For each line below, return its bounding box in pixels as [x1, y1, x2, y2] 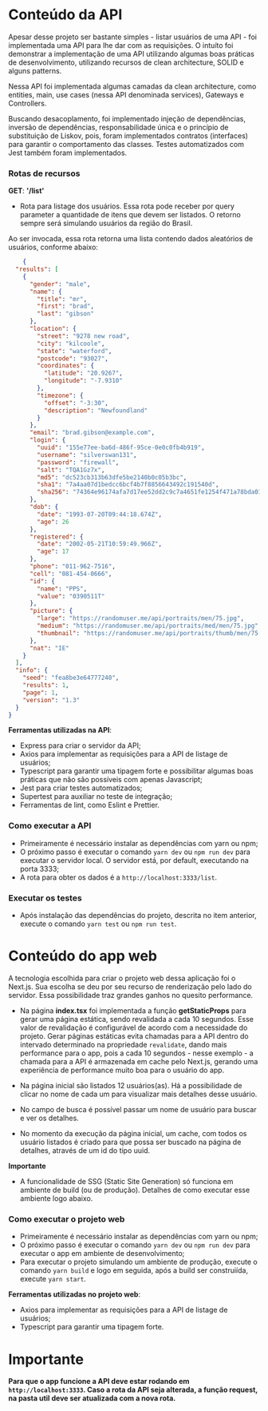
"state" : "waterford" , [37, 347, 112, 355]
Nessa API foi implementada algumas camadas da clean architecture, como [8, 81, 257, 91]
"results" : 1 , [22, 682, 69, 690]
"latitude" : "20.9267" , [43, 369, 124, 377]
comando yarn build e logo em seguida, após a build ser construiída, [19, 1266, 249, 1275]
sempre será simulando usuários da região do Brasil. [19, 218, 193, 229]
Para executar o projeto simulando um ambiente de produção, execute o [19, 1257, 258, 1267]
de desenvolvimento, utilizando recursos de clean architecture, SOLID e [8, 58, 245, 67]
